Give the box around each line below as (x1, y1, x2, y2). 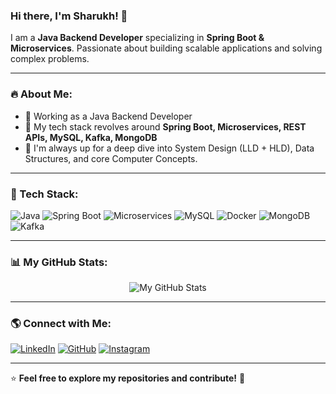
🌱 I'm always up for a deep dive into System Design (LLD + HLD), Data (24, 142, 315, 154)
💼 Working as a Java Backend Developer (24, 110, 193, 122)
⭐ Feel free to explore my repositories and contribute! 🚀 (10, 372, 246, 384)
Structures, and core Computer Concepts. (24, 152, 198, 164)
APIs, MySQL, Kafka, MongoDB (24, 131, 158, 143)
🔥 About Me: (10, 87, 73, 101)
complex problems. (10, 53, 90, 65)
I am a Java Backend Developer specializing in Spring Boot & (10, 32, 265, 44)
